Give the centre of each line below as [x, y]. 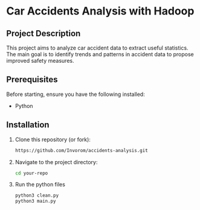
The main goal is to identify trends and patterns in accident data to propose [100, 54]
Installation [28, 125]
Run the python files [40, 185]
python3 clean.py [37, 196]
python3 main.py [35, 201]
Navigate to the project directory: [56, 162]
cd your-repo [31, 173]
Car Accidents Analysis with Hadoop [100, 11]
